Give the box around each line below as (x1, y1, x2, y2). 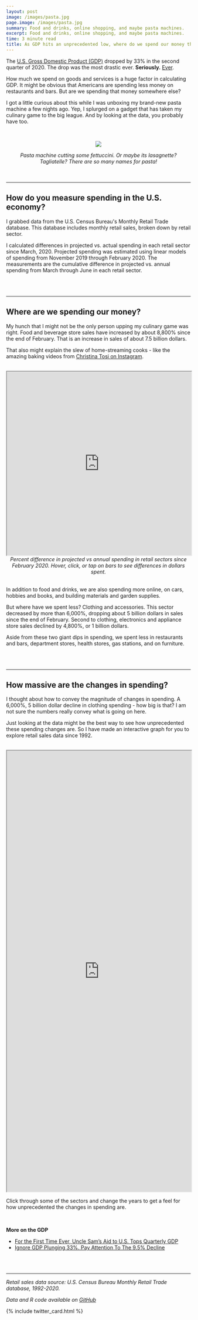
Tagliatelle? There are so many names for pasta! (39, 158, 158, 165)
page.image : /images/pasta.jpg (6, 19, 83, 25)
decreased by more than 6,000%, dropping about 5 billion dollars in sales (6, 609, 183, 616)
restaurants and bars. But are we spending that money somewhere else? (6, 88, 181, 95)
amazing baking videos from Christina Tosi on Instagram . (6, 352, 144, 359)
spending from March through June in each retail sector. (6, 266, 142, 274)
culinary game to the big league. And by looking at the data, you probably (6, 111, 183, 118)
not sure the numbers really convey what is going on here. (6, 708, 146, 715)
